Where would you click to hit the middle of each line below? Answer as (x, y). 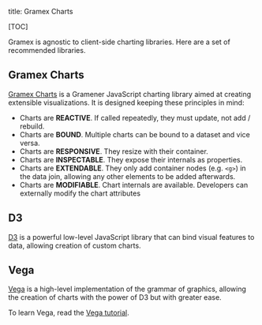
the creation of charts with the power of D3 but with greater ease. (115, 297)
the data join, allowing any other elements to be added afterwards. (127, 176)
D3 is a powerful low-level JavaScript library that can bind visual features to (131, 237)
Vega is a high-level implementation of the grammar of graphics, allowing (127, 289)
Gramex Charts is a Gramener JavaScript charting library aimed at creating (130, 94)
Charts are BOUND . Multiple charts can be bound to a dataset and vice (135, 134)
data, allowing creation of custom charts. (75, 245)
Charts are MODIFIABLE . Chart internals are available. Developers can (134, 185)
